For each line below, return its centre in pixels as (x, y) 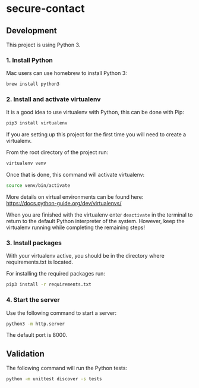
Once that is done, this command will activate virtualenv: (75, 175)
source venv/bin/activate (38, 186)
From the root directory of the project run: (57, 152)
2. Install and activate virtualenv (53, 99)
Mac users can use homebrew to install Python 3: (67, 73)
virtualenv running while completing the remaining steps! (76, 227)
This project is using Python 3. (43, 45)
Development (32, 31)
